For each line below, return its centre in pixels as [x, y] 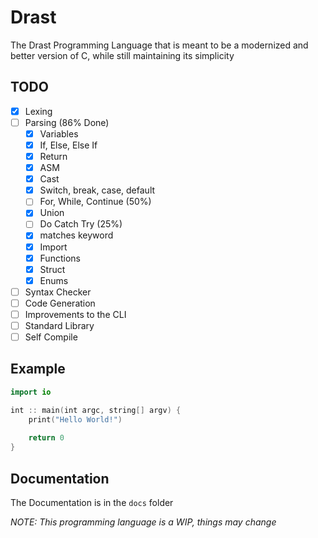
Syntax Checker [58, 292]
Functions [60, 258]
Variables [59, 133]
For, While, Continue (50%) [95, 202]
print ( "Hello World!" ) [75, 419]
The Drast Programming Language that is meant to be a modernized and [159, 45]
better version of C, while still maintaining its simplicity [122, 55]
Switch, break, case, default [97, 190]
